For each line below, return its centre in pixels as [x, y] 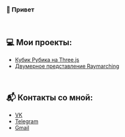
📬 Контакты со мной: [50, 98]
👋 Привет [20, 10]
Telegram [27, 121]
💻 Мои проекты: [39, 42]
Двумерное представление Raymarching [67, 66]
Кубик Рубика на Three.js [47, 60]
